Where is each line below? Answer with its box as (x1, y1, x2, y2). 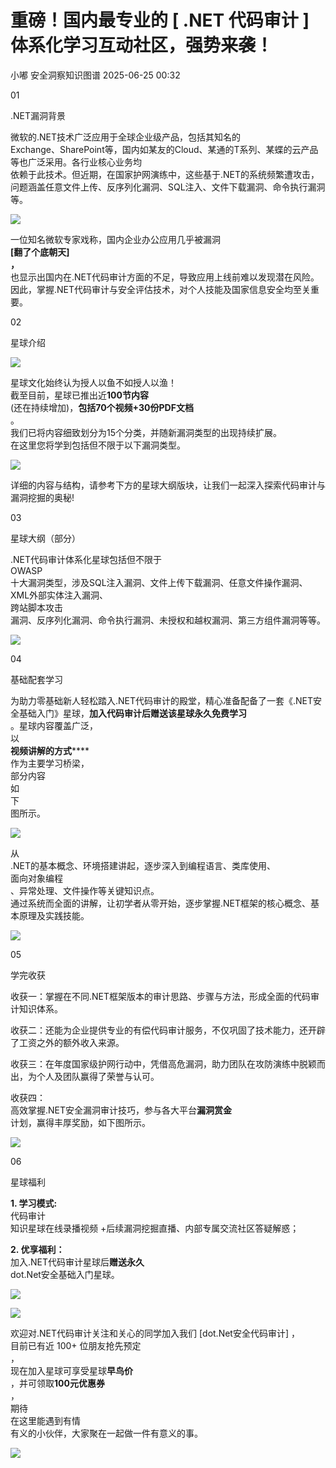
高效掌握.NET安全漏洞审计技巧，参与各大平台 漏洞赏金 (10, 1104, 233, 1116)
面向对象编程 (10, 872, 63, 884)
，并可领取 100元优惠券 (10, 1377, 105, 1389)
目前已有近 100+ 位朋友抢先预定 (10, 1339, 142, 1351)
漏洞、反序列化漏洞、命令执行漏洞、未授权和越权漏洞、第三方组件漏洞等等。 (10, 614, 326, 626)
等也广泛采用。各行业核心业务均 (10, 156, 142, 168)
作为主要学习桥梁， (10, 757, 90, 769)
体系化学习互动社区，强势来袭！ (10, 34, 274, 57)
